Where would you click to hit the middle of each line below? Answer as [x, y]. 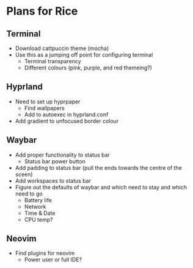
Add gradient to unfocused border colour [67, 121]
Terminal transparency [53, 61]
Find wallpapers [45, 108]
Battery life [38, 200]
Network [35, 206]
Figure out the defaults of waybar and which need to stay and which [101, 187]
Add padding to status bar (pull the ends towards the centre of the [98, 167]
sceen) [24, 174]
